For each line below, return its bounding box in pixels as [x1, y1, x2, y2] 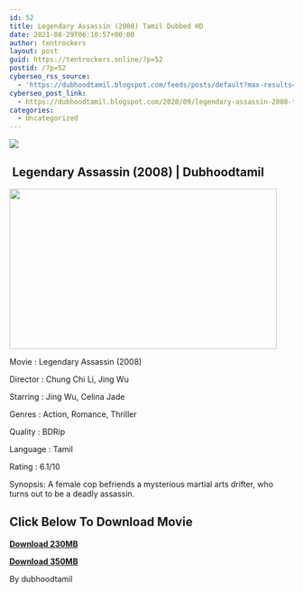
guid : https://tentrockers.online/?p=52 [9, 55, 164, 64]
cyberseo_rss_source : [9, 72, 91, 81]
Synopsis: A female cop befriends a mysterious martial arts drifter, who [9, 478, 273, 489]
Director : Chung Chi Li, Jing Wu [9, 374, 129, 385]
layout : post [9, 47, 59, 56]
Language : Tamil [9, 443, 74, 454]
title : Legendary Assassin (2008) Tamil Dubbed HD [9, 22, 204, 31]
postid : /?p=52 [9, 64, 67, 73]
